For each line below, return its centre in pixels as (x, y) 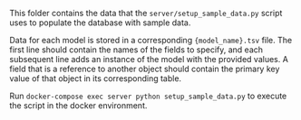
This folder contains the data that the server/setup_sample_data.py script (146, 13)
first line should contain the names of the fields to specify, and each (136, 50)
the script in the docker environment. (78, 106)
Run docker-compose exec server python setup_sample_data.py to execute (148, 96)
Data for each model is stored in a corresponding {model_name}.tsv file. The (151, 40)
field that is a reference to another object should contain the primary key (145, 69)
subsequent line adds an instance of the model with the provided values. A (149, 59)
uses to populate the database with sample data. (100, 23)
